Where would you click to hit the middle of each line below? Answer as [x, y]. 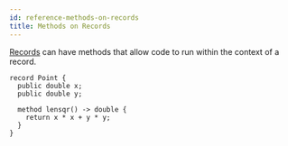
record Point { [38, 78]
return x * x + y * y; [68, 117]
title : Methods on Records [60, 26]
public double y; [50, 94]
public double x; [50, 86]
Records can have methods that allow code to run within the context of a [144, 51]
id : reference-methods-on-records [74, 18]
